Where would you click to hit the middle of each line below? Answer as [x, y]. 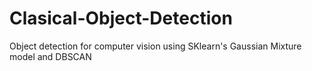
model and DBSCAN [50, 56]
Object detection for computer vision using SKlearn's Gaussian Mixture [155, 46]
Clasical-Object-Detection [121, 18]
